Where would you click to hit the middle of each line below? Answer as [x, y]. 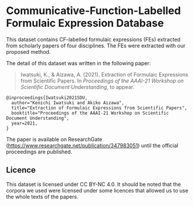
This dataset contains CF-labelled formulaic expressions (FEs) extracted [93, 39]
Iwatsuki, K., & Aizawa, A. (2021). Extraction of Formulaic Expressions [104, 74]
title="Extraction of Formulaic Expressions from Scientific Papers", [99, 108]
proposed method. [28, 51]
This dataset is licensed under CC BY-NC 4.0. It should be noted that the [93, 184]
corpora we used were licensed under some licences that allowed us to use [97, 190]
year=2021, [25, 123]
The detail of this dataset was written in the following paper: [79, 63]
